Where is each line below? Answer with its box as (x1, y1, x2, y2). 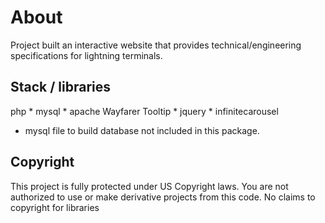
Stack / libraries (10, 79, 112, 96)
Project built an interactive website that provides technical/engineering (10, 39, 302, 51)
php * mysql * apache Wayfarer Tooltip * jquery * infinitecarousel (10, 105, 279, 117)
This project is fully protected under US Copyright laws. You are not (10, 180, 289, 192)
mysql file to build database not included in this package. (24, 124, 260, 136)
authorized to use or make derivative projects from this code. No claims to (10, 191, 316, 203)
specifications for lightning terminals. (10, 49, 163, 61)
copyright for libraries (10, 201, 100, 213)
